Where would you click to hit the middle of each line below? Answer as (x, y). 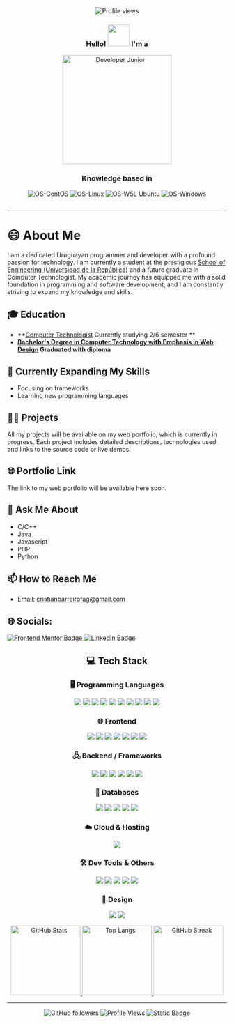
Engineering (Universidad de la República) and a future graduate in (103, 269)
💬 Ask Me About (43, 510)
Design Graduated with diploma (64, 350)
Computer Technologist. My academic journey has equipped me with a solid (117, 277)
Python (28, 556)
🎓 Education (37, 314)
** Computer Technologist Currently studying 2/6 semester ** (106, 335)
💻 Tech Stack (117, 660)
